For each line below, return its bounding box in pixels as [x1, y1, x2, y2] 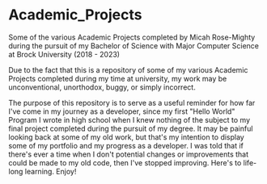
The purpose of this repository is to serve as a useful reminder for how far [8, 98, 256, 107]
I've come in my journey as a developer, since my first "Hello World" [8, 107, 235, 116]
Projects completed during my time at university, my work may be [8, 73, 227, 83]
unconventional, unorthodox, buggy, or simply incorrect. [8, 82, 196, 92]
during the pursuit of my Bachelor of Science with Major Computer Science [8, 40, 260, 50]
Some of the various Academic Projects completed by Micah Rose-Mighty [8, 32, 256, 42]
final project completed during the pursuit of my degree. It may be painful [8, 123, 253, 133]
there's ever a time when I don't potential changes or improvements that [8, 149, 249, 159]
